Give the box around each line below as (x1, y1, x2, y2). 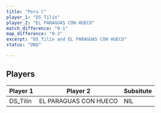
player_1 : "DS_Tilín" (6, 14, 60, 20)
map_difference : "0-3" (6, 31, 63, 37)
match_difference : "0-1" (6, 25, 68, 32)
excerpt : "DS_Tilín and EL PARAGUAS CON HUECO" (6, 36, 127, 42)
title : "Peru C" (6, 8, 47, 15)
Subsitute (123, 87, 153, 95)
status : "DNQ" (6, 42, 42, 48)
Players (6, 69, 35, 79)
